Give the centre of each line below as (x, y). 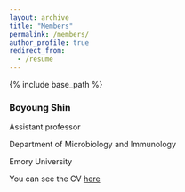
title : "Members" (41, 26)
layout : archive (39, 17)
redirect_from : (37, 51)
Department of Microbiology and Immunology (92, 145)
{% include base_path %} (56, 84)
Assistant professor (45, 127)
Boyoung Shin (40, 107)
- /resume (35, 59)
